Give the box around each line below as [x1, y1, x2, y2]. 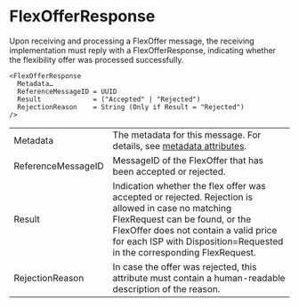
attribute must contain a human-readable [112, 272, 286, 284]
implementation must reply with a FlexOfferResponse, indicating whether [9, 44, 277, 55]
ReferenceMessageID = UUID [17, 87, 117, 96]
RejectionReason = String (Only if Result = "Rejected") [17, 102, 245, 112]
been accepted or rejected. [112, 165, 226, 177]
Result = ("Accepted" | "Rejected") [17, 95, 201, 104]
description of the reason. [112, 282, 221, 295]
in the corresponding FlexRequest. [112, 246, 256, 258]
